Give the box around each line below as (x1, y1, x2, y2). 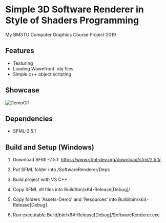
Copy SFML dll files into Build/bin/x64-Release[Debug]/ (12, 187, 131, 193)
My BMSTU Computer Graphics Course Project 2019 (5, 31, 116, 38)
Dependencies (5, 114, 53, 123)
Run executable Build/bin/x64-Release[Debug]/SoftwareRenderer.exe (12, 212, 160, 218)
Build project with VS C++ (12, 176, 68, 183)
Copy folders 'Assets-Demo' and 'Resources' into (12, 196, 117, 202)
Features (5, 46, 34, 55)
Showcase (5, 86, 40, 95)
